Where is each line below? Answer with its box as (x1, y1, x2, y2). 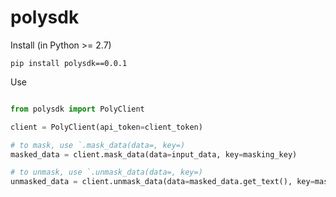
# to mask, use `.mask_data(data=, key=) (10, 140, 186, 150)
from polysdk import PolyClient (10, 104, 145, 114)
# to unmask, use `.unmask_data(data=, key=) (10, 167, 203, 178)
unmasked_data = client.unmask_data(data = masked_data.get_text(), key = (10, 177, 315, 187)
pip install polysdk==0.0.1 (10, 58, 128, 68)
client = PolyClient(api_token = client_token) (10, 122, 203, 132)
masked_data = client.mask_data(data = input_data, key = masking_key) (10, 149, 298, 160)
